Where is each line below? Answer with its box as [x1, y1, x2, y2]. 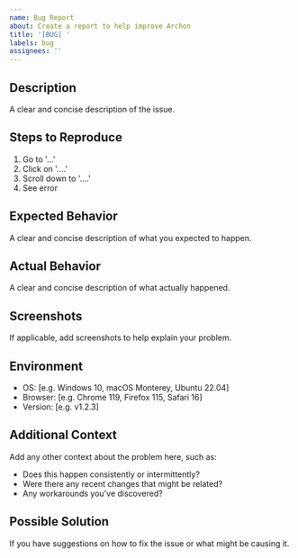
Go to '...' [22, 154, 56, 165]
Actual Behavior [9, 258, 102, 274]
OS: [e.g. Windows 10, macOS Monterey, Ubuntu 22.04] [22, 382, 230, 392]
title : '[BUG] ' [9, 30, 70, 39]
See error [22, 182, 59, 193]
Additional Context [9, 427, 117, 443]
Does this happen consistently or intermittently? [22, 469, 201, 480]
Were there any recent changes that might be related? [22, 478, 223, 489]
